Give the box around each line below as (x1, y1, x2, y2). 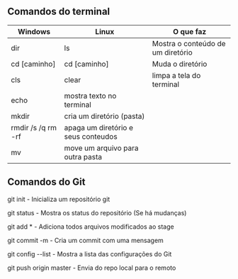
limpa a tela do (152, 70, 201, 80)
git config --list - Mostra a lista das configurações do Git (7, 249, 172, 258)
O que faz (172, 26, 207, 36)
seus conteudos (64, 131, 118, 141)
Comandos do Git (7, 176, 86, 188)
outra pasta (64, 152, 103, 161)
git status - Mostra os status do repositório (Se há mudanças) (7, 208, 187, 217)
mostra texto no (64, 91, 117, 101)
